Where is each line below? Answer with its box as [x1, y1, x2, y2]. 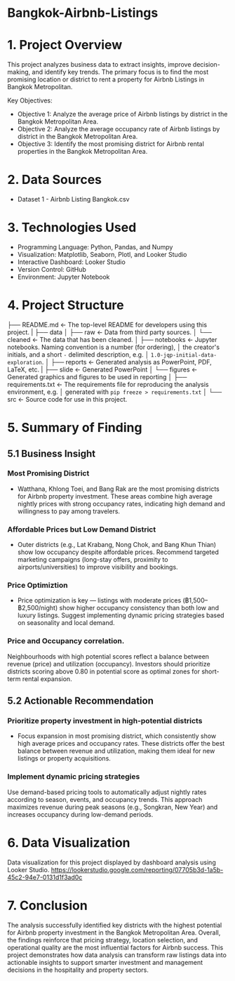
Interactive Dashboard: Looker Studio [17, 258, 126, 266]
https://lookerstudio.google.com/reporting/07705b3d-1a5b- [51, 865, 224, 874]
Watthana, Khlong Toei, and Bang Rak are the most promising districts [17, 485, 220, 493]
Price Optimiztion [7, 581, 68, 591]
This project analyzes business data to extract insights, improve [7, 60, 192, 69]
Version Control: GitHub [17, 265, 86, 273]
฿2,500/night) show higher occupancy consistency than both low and [17, 604, 220, 612]
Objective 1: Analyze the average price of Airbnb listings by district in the [17, 110, 228, 119]
